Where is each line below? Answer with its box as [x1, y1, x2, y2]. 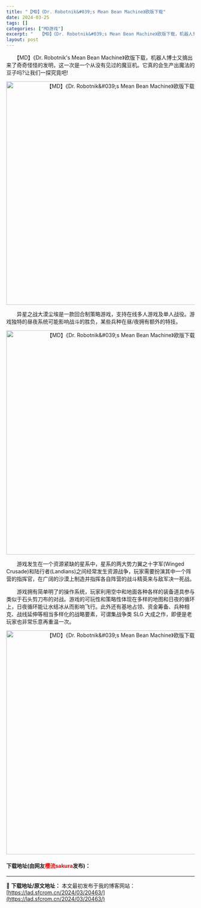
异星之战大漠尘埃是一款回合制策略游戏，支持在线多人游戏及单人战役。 [16, 311, 190, 317]
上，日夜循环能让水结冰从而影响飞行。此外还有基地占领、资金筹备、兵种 [6, 603, 184, 610]
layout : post [6, 37, 39, 43]
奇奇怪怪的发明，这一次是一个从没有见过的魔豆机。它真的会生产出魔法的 [16, 61, 195, 69]
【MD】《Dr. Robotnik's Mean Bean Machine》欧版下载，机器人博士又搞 [16, 54, 188, 61]
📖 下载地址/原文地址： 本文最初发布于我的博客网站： [6, 882, 136, 889]
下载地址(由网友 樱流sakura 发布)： [6, 862, 91, 869]
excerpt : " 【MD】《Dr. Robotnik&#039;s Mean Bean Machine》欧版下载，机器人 [6, 31, 193, 37]
